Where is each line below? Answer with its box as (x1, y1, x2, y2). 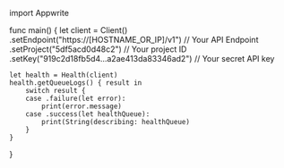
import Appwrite (9, 8, 70, 18)
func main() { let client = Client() (9, 25, 128, 35)
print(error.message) (41, 102, 123, 111)
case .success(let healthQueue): (25, 110, 151, 119)
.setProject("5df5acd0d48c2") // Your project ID (9, 44, 187, 55)
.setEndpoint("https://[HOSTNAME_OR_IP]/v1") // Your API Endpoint (9, 35, 259, 45)
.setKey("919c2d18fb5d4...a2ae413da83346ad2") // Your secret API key (9, 54, 275, 63)
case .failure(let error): (25, 94, 126, 103)
